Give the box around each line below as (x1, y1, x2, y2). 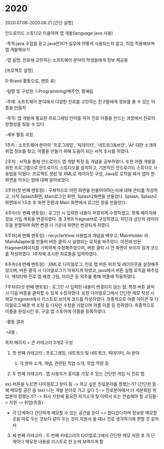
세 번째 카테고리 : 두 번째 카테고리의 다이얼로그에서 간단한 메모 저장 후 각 (12, 432, 150, 438)
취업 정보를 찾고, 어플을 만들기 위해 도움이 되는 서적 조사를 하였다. (5, 148, 130, 154)
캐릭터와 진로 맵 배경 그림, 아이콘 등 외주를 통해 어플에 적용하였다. (11, 273, 136, 279)
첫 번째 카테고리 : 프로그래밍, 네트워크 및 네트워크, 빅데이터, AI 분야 (12, 350, 140, 356)
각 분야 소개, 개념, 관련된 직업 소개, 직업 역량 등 (19, 360, 109, 366)
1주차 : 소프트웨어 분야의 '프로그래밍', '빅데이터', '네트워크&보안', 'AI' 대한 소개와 (5, 142, 157, 148)
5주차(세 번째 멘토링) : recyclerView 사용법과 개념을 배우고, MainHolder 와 (5, 232, 148, 238)
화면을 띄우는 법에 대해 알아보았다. (5, 177, 70, 182)
